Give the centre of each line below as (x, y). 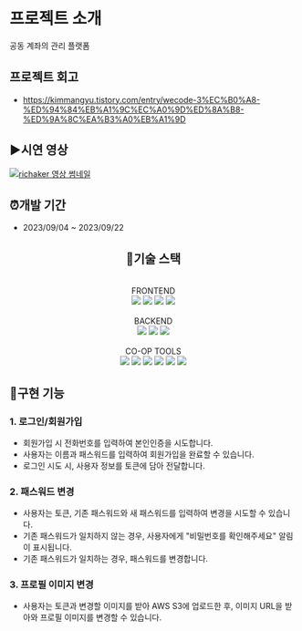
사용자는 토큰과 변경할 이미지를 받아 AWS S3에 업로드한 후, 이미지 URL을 (152, 606)
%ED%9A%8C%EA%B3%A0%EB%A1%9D (104, 119)
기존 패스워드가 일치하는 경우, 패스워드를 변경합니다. (115, 559)
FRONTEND (153, 291)
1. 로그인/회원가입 (46, 421)
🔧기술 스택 (153, 259)
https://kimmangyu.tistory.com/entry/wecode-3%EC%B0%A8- (141, 99)
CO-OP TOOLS (153, 351)
